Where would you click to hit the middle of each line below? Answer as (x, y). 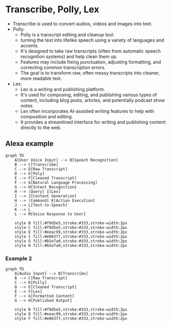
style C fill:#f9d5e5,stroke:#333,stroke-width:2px (71, 227)
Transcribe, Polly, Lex (52, 10)
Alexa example (30, 144)
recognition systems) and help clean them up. (69, 56)
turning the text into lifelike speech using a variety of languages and (92, 40)
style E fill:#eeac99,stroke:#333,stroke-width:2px (71, 232)
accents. (30, 45)
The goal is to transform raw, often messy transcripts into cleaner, (90, 73)
